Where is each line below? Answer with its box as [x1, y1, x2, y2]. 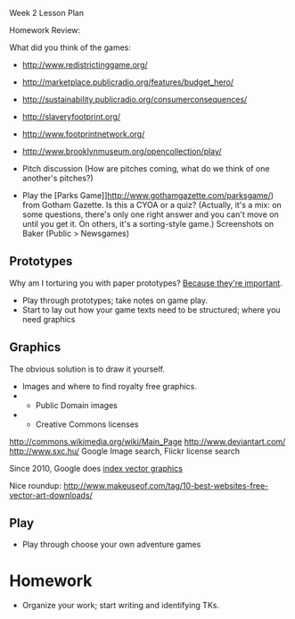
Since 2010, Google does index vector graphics [9, 463, 183, 473]
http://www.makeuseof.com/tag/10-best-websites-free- [63, 480, 269, 490]
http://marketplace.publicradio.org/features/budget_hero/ [21, 77, 234, 88]
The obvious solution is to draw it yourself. [9, 364, 165, 374]
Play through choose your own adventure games [21, 540, 201, 550]
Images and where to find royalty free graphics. [21, 381, 198, 391]
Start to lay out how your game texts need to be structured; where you [21, 304, 281, 315]
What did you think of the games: [9, 42, 132, 53]
